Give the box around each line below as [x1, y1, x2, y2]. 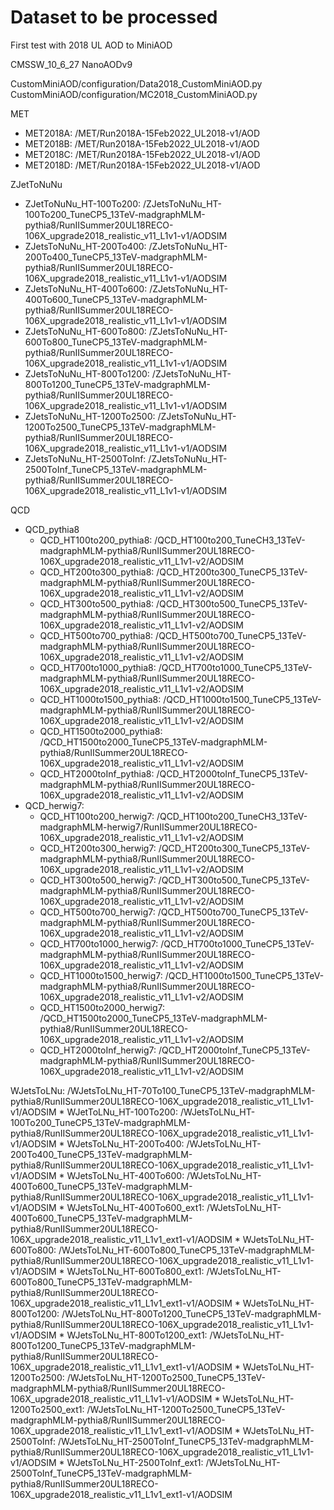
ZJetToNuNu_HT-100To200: [24, 197, 142, 210]
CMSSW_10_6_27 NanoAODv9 [10, 58, 133, 70]
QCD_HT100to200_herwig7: [39, 810, 155, 822]
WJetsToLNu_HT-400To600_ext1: [66, 1201, 205, 1213]
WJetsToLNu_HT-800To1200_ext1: [66, 1329, 208, 1341]
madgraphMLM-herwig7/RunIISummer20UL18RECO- [39, 821, 258, 833]
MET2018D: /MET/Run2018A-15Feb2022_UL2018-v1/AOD [24, 159, 261, 171]
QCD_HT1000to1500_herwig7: [39, 969, 163, 981]
